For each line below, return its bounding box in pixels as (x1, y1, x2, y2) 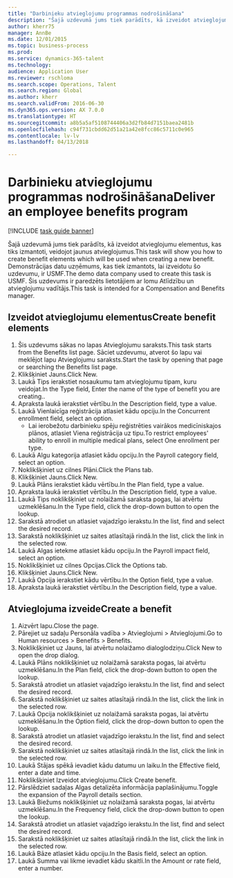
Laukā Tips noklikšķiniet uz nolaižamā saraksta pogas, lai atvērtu (17, 495, 203, 503)
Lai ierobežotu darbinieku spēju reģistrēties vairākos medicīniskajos (28, 421, 222, 429)
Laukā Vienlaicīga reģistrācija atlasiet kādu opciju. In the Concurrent (17, 407, 210, 415)
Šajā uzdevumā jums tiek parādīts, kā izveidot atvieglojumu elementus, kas (8, 240, 222, 249)
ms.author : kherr (8, 94, 58, 101)
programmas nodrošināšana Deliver (8, 189, 216, 205)
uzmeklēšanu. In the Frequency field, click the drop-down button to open (17, 805, 225, 813)
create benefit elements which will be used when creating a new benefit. (8, 255, 215, 263)
